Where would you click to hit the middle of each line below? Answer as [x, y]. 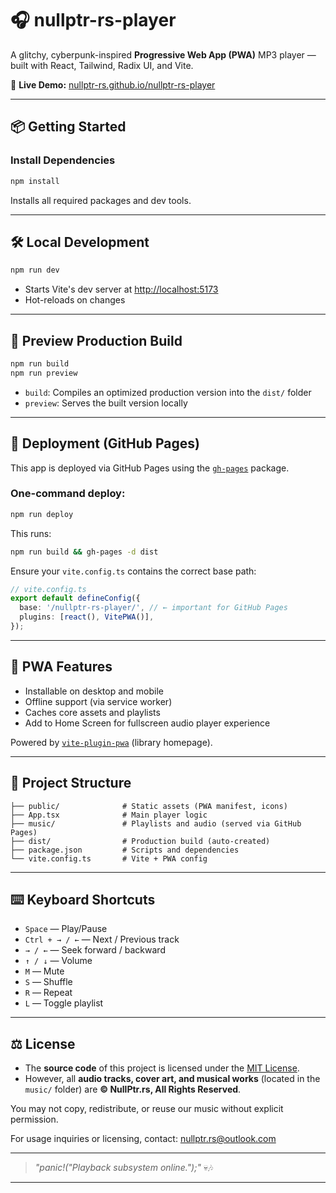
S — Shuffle [48, 982]
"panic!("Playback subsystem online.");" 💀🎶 [124, 1168]
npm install [35, 181]
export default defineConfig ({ [75, 598]
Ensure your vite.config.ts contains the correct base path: [133, 571]
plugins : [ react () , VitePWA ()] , [87, 617]
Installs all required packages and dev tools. [101, 200]
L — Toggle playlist [64, 1003]
